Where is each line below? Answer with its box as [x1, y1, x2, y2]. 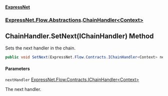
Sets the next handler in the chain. [5, 45, 76, 51]
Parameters [5, 65, 30, 71]
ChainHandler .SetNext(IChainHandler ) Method [5, 31, 154, 40]
